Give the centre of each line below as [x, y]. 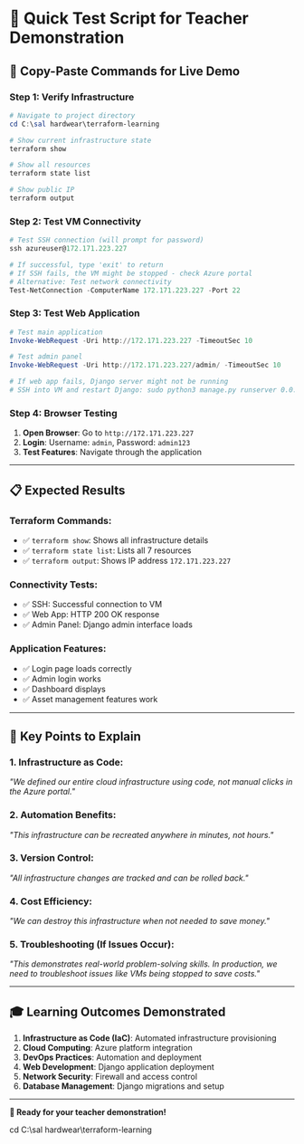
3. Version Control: [52, 858]
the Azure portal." [42, 792]
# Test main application [56, 332]
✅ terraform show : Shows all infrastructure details [115, 540]
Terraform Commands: [61, 520]
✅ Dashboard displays [64, 689]
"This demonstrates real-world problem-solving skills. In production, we [143, 964]
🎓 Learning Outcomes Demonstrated [118, 1011]
